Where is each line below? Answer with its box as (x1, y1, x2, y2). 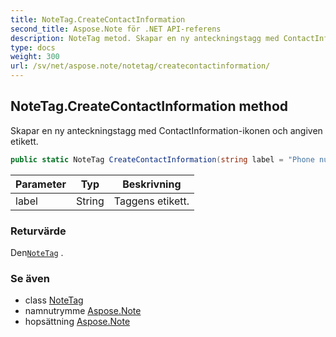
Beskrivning (122, 177, 182, 191)
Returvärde (10, 224, 67, 238)
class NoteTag (24, 294, 84, 306)
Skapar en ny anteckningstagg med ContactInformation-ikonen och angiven (10, 124, 323, 136)
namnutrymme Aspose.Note (24, 305, 142, 317)
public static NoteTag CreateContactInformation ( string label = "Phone (10, 154, 315, 165)
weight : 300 (10, 52, 60, 62)
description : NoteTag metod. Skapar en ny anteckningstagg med (10, 33, 280, 43)
